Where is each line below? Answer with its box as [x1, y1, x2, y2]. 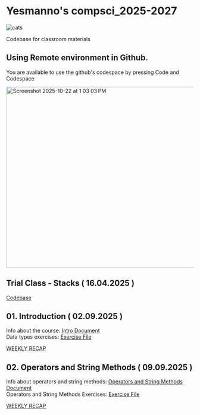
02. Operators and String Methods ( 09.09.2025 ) [6, 362, 193, 372]
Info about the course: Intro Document [6, 327, 100, 335]
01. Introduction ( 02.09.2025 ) [6, 311, 123, 321]
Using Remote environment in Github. [6, 52, 149, 63]
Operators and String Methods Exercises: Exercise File [6, 391, 140, 398]
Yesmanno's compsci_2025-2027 [6, 4, 177, 18]
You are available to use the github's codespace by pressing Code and [6, 69, 180, 76]
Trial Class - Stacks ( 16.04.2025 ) [6, 278, 135, 289]
